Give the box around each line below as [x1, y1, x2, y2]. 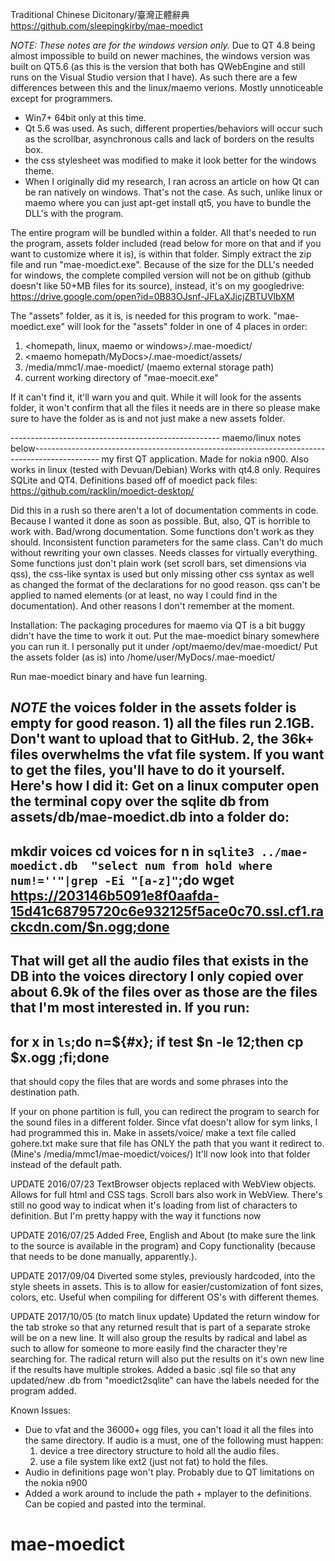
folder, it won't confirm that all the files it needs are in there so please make [10, 402, 321, 413]
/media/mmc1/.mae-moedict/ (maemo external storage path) [24, 361, 275, 373]
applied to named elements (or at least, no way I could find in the [10, 589, 278, 601]
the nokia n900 [24, 1476, 88, 1488]
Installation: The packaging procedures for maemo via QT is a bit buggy [10, 619, 306, 631]
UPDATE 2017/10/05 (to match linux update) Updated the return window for [10, 1310, 320, 1322]
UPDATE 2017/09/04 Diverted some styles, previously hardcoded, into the [10, 1269, 316, 1282]
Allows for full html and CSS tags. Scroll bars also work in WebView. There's [10, 1188, 323, 1200]
